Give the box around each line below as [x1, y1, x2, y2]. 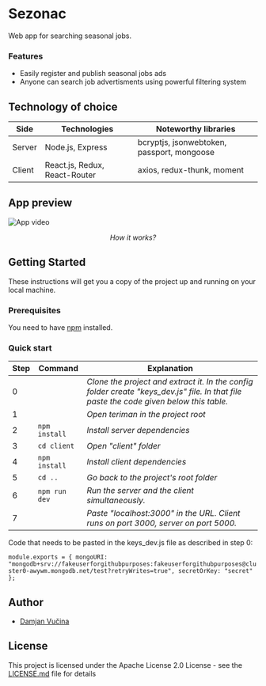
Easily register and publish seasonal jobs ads [19, 69, 167, 78]
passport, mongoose [137, 147, 215, 158]
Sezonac [8, 5, 67, 23]
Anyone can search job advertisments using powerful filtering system [19, 77, 247, 87]
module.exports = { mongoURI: [8, 553, 108, 562]
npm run [37, 487, 67, 496]
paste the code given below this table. [86, 396, 228, 407]
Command [38, 363, 79, 374]
